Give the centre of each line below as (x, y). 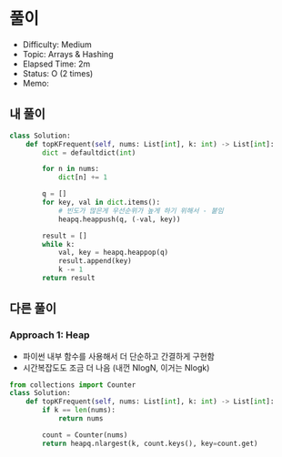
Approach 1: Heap (50, 335)
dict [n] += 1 (82, 178)
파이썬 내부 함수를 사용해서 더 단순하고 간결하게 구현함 (119, 356)
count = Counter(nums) (85, 435)
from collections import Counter (73, 385)
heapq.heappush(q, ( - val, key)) (119, 219)
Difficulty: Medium (57, 44)
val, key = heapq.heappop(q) (113, 253)
